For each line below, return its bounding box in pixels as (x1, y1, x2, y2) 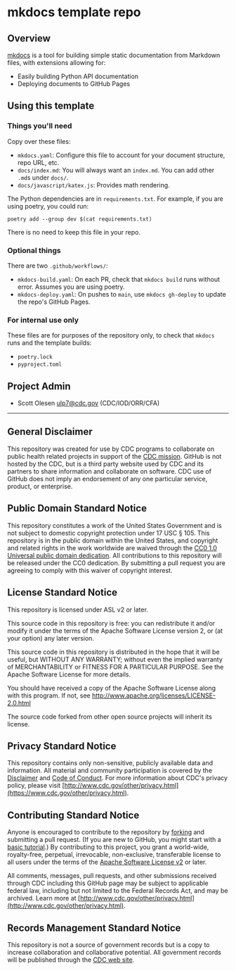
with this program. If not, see (7, 691, 91, 700)
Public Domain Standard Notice (7, 502, 147, 514)
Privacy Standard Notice (7, 740, 117, 752)
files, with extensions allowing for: (7, 58, 106, 67)
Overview (7, 32, 51, 44)
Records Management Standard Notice (7, 922, 181, 934)
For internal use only (7, 315, 79, 325)
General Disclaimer (7, 426, 93, 438)
